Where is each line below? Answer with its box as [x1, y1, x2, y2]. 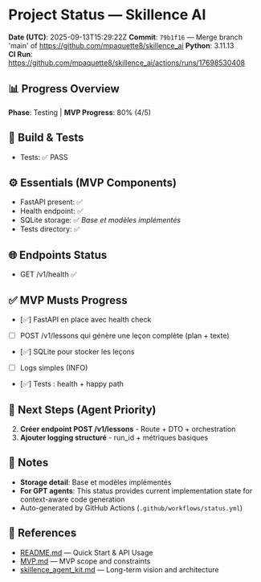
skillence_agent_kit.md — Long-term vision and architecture [19, 564, 219, 574]
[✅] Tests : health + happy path [19, 379, 124, 389]
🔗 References [8, 527, 77, 540]
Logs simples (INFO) [19, 363, 88, 373]
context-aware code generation [19, 494, 125, 504]
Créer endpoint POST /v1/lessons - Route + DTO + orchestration [19, 424, 236, 433]
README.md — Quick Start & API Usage [19, 547, 153, 557]
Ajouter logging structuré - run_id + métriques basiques [19, 432, 209, 442]
